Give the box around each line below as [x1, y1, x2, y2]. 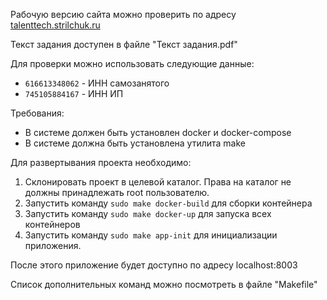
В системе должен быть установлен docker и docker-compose [24, 127, 292, 138]
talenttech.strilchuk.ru [10, 19, 101, 31]
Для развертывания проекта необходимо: [10, 157, 192, 168]
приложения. [24, 240, 82, 251]
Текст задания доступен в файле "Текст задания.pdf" [10, 39, 238, 50]
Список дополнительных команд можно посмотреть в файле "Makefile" [10, 279, 318, 290]
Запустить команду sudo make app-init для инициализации [24, 229, 278, 241]
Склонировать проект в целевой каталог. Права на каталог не [24, 176, 292, 188]
